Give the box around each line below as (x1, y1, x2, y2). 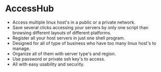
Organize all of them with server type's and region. (12, 50, 116, 57)
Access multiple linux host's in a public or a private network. (12, 19, 136, 25)
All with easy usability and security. (12, 61, 85, 67)
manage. (12, 45, 31, 51)
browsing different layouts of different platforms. (12, 30, 111, 36)
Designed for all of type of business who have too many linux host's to (12, 40, 157, 46)
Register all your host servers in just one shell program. (12, 35, 125, 41)
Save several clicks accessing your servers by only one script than (12, 24, 149, 30)
